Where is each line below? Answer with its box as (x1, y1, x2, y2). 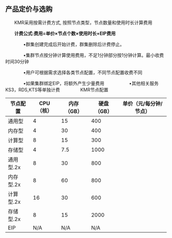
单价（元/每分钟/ (122, 100, 163, 107)
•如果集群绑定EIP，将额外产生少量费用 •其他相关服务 (23, 80, 159, 86)
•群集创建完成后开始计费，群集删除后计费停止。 (23, 41, 124, 47)
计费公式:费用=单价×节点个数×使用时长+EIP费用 (14, 30, 116, 36)
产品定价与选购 (5, 5, 53, 14)
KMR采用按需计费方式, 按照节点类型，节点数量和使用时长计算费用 (14, 19, 153, 26)
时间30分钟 (5, 58, 29, 64)
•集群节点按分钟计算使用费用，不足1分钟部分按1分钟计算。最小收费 (23, 52, 164, 58)
